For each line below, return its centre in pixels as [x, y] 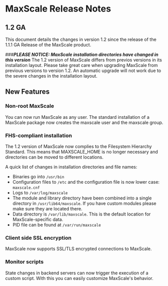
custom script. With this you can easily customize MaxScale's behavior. [79, 278]
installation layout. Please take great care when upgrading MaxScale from [81, 65]
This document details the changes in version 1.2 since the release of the [81, 39]
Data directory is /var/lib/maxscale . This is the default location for [81, 214]
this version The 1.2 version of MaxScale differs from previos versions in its [84, 60]
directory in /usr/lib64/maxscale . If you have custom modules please [85, 203]
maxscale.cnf [26, 188]
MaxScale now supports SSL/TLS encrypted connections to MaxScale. [78, 249]
